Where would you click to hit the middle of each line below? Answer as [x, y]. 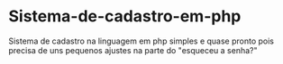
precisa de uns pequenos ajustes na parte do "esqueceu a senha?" [133, 50]
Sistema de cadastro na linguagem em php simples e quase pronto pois [141, 41]
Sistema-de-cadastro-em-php [125, 16]
